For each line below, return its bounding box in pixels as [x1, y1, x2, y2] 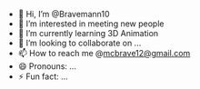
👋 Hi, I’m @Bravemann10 [17, 9, 111, 19]
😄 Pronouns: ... [17, 61, 77, 72]
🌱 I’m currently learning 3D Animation [17, 28, 159, 38]
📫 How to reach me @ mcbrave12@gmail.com [17, 48, 191, 58]
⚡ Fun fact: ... [17, 71, 68, 82]
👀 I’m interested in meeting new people [17, 18, 165, 29]
